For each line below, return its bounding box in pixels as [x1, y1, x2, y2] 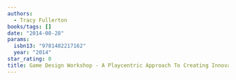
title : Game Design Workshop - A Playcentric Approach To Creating [7, 62, 209, 69]
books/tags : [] [7, 23, 52, 30]
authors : [7, 10, 33, 17]
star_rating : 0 [7, 56, 52, 63]
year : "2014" [13, 49, 52, 56]
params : [7, 36, 30, 43]
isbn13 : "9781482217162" [13, 42, 86, 49]
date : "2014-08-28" [7, 29, 65, 37]
